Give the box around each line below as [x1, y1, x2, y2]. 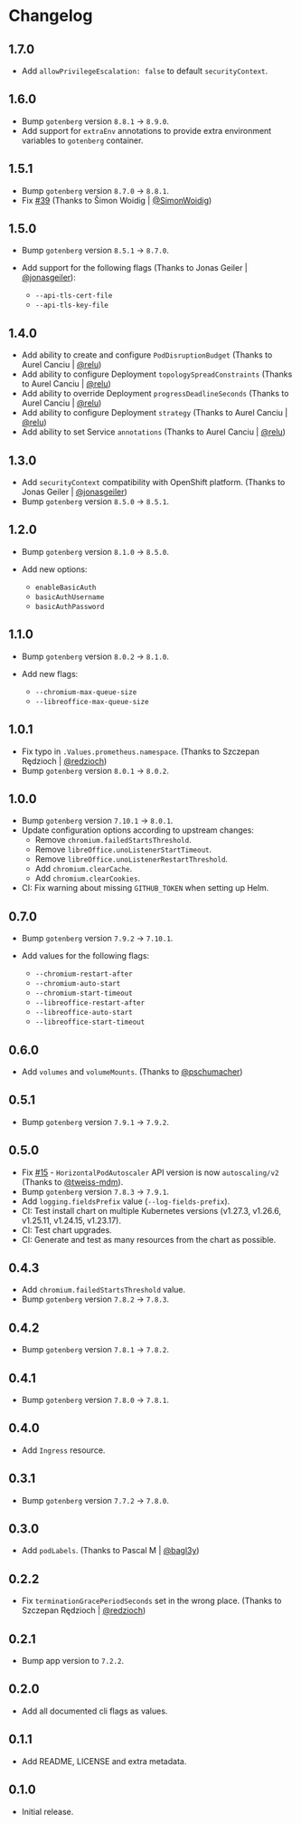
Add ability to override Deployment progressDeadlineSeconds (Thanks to [21, 388, 289, 399]
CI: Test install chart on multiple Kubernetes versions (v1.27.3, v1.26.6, [21, 1205, 282, 1216]
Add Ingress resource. [21, 1445, 106, 1456]
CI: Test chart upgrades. [21, 1224, 112, 1236]
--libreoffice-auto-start [34, 1008, 133, 1017]
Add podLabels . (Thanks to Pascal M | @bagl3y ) [21, 1545, 200, 1556]
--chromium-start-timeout [34, 988, 133, 998]
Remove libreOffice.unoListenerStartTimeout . [34, 844, 212, 855]
